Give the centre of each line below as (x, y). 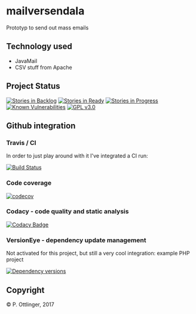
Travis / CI (21, 143)
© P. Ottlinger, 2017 (30, 304)
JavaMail (26, 61)
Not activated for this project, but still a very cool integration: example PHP (98, 253)
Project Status (33, 86)
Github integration (41, 126)
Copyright (25, 290)
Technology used (39, 46)
